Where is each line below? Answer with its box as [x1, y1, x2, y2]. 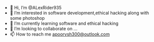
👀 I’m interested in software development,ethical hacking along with [9, 10, 150, 16]
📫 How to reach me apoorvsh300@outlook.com [9, 31, 110, 37]
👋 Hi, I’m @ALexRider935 [9, 5, 62, 10]
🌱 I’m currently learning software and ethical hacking [9, 20, 119, 26]
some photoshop [9, 15, 45, 21]
